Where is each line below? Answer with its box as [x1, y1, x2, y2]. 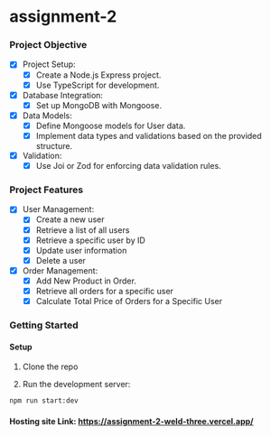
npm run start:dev [9, 396, 79, 405]
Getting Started [9, 319, 79, 331]
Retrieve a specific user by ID [35, 235, 146, 246]
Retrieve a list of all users [35, 224, 130, 236]
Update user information [35, 245, 127, 255]
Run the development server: [22, 379, 131, 390]
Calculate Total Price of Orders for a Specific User [35, 295, 223, 306]
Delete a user [35, 255, 86, 265]
